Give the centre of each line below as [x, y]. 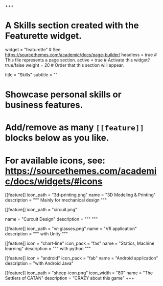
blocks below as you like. [57, 138]
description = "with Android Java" [39, 263]
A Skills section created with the [72, 26]
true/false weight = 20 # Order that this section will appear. [65, 65]
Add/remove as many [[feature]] [75, 128]
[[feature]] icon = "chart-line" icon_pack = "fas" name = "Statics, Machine [80, 243]
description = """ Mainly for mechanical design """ [56, 200]
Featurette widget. [44, 36]
